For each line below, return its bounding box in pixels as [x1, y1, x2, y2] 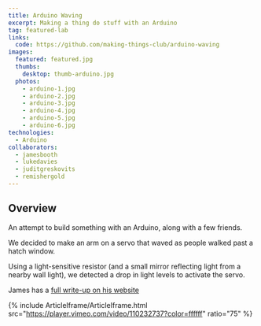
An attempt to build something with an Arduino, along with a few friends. [8, 222, 243, 232]
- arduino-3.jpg [22, 99, 76, 107]
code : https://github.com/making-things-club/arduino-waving [15, 41, 220, 49]
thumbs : [15, 63, 41, 71]
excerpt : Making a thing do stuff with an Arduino [8, 19, 178, 27]
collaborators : [8, 143, 58, 151]
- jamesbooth [15, 150, 58, 158]
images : [8, 48, 34, 56]
